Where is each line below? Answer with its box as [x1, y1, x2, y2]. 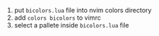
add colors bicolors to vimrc [14, 13, 101, 22]
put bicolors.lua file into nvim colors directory [14, 6, 152, 14]
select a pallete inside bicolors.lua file [14, 21, 130, 29]
